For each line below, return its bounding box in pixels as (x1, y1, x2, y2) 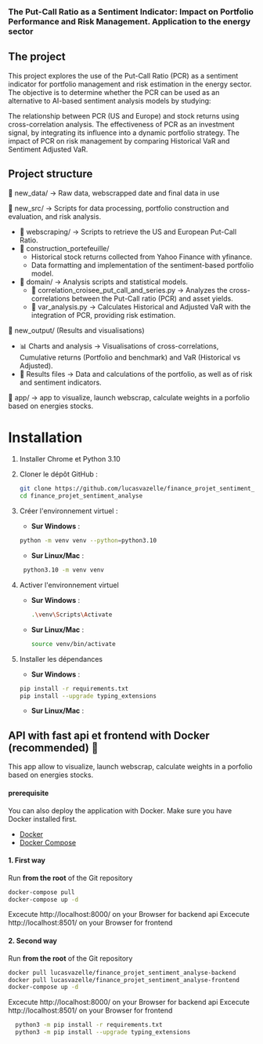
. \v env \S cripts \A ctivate (31, 611, 113, 619)
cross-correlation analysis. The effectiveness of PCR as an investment (8, 119, 235, 129)
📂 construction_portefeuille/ (19, 243, 110, 253)
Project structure (8, 167, 93, 181)
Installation (8, 429, 83, 446)
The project (8, 50, 66, 64)
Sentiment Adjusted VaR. (8, 144, 88, 154)
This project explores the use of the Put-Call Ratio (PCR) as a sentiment (8, 71, 239, 80)
